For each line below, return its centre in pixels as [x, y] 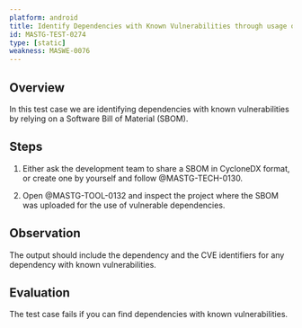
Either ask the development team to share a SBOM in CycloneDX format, [156, 168]
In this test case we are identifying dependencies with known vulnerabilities [149, 109]
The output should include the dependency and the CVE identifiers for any [147, 255]
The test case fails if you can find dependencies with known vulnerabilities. [149, 315]
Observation [45, 233]
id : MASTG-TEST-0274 [48, 34]
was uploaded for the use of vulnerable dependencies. [124, 205]
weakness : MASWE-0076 [50, 51]
